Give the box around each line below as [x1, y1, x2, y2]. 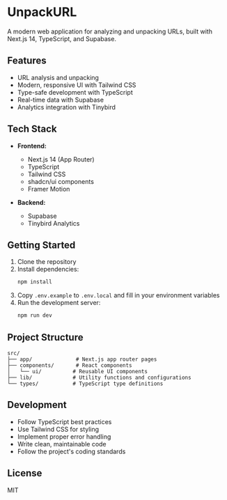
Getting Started [7, 239, 76, 251]
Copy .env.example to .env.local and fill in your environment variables [17, 291, 220, 299]
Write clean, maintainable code [17, 439, 107, 448]
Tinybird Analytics [27, 219, 80, 227]
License [7, 467, 42, 479]
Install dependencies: [17, 265, 79, 274]
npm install [17, 279, 52, 286]
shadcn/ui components [27, 177, 94, 185]
